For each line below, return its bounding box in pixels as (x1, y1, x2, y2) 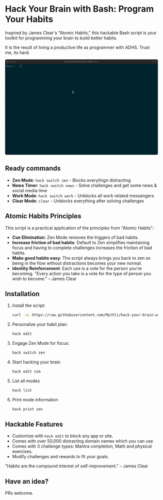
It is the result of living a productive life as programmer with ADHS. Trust (5, 44, 150, 50)
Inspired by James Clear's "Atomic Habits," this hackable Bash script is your (5, 30, 157, 36)
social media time (12, 187, 48, 193)
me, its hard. (5, 50, 30, 55)
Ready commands (5, 164, 61, 173)
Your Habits (5, 14, 53, 25)
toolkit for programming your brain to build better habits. (5, 35, 117, 41)
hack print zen (12, 407, 43, 411)
